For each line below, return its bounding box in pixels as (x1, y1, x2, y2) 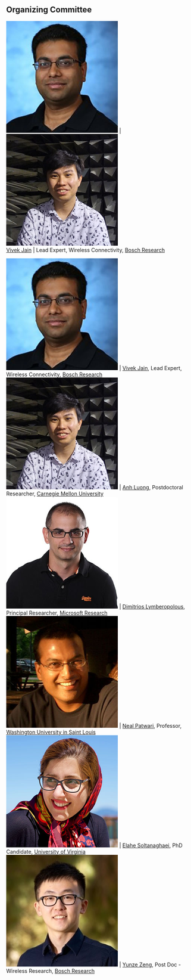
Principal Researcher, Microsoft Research (6, 609, 108, 616)
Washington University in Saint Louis (6, 728, 96, 736)
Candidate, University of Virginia (6, 848, 86, 855)
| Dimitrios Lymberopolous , (118, 603, 186, 610)
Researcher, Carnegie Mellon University (6, 490, 104, 497)
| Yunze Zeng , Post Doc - (118, 961, 181, 968)
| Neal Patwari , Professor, (118, 722, 182, 729)
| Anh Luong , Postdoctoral (118, 483, 183, 491)
